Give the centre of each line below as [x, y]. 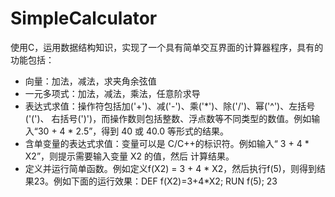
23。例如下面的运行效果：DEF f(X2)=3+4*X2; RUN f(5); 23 [155, 181]
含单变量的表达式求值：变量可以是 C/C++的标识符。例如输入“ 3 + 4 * [167, 143]
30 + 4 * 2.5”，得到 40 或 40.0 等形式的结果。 [133, 131]
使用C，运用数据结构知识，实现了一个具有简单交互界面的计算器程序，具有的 [167, 47]
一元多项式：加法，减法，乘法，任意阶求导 [112, 93]
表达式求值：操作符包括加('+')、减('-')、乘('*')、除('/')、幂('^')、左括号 [170, 106]
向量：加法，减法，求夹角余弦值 [90, 81]
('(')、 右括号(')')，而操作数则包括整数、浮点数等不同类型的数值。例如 [168, 118]
